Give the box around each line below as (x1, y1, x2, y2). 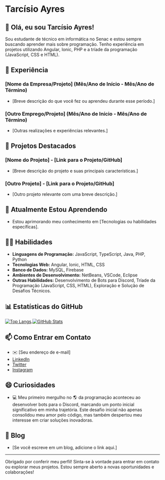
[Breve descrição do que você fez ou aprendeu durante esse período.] (12, 98, 155, 104)
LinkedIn (12, 356, 30, 362)
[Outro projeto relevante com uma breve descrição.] (12, 191, 118, 197)
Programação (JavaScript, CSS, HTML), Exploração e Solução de (12, 282, 144, 288)
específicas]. (12, 224, 39, 230)
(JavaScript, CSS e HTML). (5, 52, 60, 58)
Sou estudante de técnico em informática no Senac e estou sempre (5, 36, 141, 42)
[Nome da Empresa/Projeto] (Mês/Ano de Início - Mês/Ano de (5, 81, 155, 88)
